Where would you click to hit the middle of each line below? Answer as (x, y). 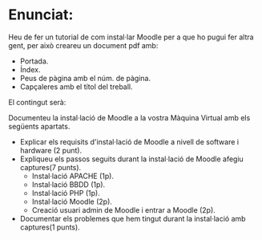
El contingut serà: (37, 102)
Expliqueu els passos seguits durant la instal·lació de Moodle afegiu (132, 159)
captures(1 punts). (50, 227)
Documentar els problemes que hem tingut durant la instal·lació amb (133, 218)
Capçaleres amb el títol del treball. (77, 87)
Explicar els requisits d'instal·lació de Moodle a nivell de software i (129, 141)
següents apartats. (39, 126)
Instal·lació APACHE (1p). (73, 176)
